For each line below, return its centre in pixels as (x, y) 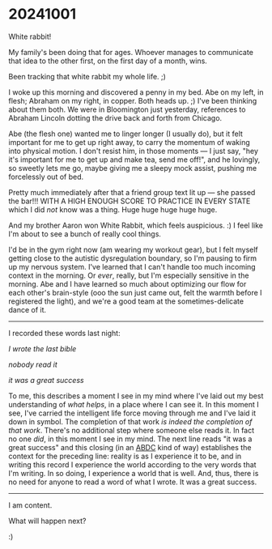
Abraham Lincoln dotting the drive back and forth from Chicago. (115, 117)
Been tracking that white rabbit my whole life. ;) (87, 76)
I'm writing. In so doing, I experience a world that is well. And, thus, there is (134, 473)
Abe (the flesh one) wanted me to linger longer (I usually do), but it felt (125, 134)
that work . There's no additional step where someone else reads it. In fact (132, 430)
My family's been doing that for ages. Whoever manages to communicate (131, 52)
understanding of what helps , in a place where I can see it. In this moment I (134, 404)
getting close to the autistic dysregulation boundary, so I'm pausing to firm (133, 258)
